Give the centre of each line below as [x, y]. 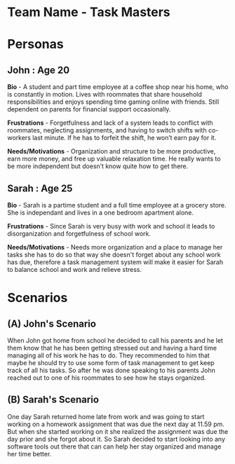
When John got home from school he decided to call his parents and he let [115, 340]
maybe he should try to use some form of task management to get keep [111, 363]
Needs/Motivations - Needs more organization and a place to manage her [115, 247]
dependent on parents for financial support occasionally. [89, 109]
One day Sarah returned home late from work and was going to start [106, 416]
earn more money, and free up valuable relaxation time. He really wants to [114, 159]
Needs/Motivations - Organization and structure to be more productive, [112, 151]
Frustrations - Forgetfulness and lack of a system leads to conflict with [110, 123]
